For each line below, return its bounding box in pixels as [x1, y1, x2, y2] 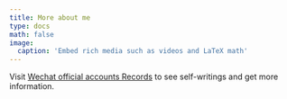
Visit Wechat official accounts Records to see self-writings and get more [9, 71, 279, 82]
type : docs [9, 22, 51, 31]
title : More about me [9, 13, 91, 22]
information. [9, 81, 55, 92]
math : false [9, 30, 54, 39]
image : [9, 38, 34, 48]
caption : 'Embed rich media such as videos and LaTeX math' [17, 47, 248, 56]
